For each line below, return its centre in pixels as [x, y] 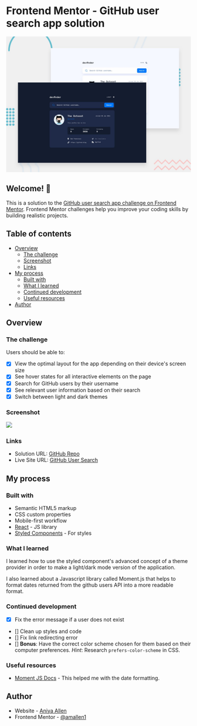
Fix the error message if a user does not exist [69, 620]
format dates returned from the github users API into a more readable [90, 585]
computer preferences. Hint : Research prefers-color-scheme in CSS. [97, 650]
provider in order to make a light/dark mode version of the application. [91, 567]
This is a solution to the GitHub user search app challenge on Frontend [91, 203]
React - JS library [36, 527]
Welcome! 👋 [28, 189]
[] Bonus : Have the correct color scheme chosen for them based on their [103, 644]
